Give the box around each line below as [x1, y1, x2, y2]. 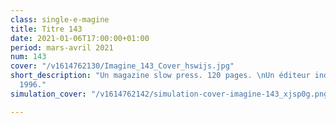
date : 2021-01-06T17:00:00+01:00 [10, 33, 150, 43]
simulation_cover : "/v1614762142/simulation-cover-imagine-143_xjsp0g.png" [10, 89, 333, 99]
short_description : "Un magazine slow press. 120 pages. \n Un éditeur [10, 71, 311, 81]
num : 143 [10, 52, 47, 62]
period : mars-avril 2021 [10, 42, 114, 53]
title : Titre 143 [10, 24, 83, 34]
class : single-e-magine [10, 14, 110, 25]
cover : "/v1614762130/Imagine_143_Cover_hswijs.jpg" [10, 61, 235, 71]
